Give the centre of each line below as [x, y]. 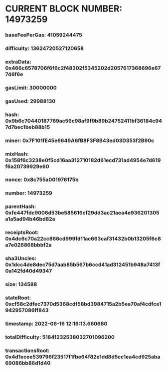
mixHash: [17, 154]
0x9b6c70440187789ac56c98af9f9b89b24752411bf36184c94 [84, 120]
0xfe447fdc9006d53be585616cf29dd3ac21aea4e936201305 [82, 213]
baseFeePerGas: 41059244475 [44, 35]
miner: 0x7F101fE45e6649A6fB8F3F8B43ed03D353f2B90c [80, 140]
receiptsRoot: [22, 232]
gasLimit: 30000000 [31, 87]
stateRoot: [18, 298]
